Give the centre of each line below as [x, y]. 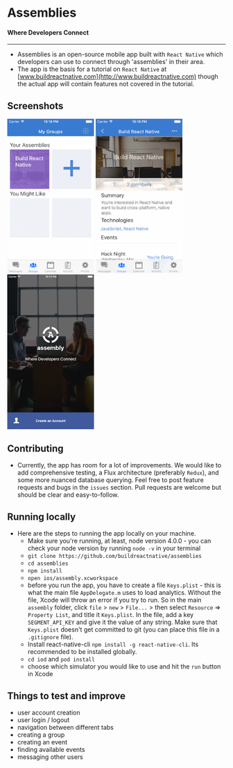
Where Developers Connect [48, 32]
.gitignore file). [51, 637]
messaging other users [50, 757]
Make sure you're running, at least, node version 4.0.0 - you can [119, 541]
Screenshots [35, 106]
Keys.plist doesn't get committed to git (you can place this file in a [123, 630]
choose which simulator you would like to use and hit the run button [124, 666]
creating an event [42, 742]
